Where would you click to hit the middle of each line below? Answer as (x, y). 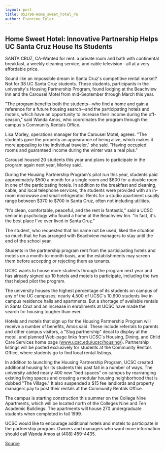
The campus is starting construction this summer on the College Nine (76, 398)
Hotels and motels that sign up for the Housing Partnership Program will (78, 321)
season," (14, 120)
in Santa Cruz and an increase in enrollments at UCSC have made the (75, 306)
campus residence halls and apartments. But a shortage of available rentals (82, 301)
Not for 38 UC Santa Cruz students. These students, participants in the (77, 84)
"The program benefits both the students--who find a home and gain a (77, 104)
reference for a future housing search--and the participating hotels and (77, 109)
